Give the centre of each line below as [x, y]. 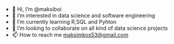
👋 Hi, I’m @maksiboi [37, 9]
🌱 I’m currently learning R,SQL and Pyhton [64, 22]
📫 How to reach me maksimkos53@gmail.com [70, 35]
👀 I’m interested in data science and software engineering [83, 15]
